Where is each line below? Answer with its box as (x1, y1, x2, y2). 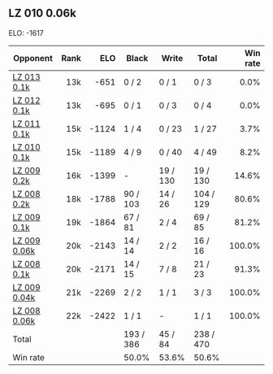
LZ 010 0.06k (8, 7, 77, 20)
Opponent (13, 52, 53, 63)
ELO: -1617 (8, 28, 45, 37)
